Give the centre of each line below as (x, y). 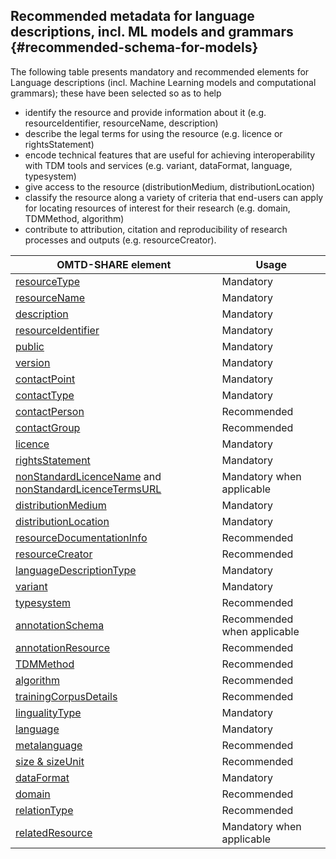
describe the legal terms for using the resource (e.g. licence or (153, 133)
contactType (45, 395)
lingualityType (48, 712)
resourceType (48, 281)
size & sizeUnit (50, 761)
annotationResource (63, 647)
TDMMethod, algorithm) (74, 218)
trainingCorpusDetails (66, 696)
